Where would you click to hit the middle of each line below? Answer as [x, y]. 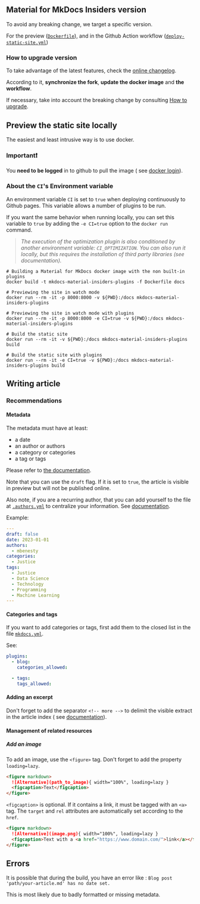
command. [19, 230]
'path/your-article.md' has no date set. [58, 884]
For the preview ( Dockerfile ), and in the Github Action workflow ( [86, 36]
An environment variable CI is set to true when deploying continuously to [96, 199]
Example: [18, 518]
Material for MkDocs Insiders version [76, 10]
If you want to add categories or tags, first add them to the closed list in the [99, 628]
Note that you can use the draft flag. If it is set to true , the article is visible [98, 482]
